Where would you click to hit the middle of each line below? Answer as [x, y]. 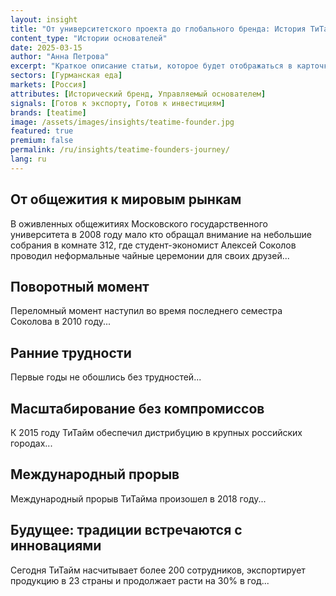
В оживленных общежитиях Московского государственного [139, 223]
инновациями [56, 546]
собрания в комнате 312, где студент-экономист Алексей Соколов [153, 245]
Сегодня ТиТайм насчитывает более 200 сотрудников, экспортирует [158, 570]
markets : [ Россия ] [48, 85]
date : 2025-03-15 [46, 47]
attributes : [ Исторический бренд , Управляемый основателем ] [138, 94]
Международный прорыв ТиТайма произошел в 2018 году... [138, 498]
